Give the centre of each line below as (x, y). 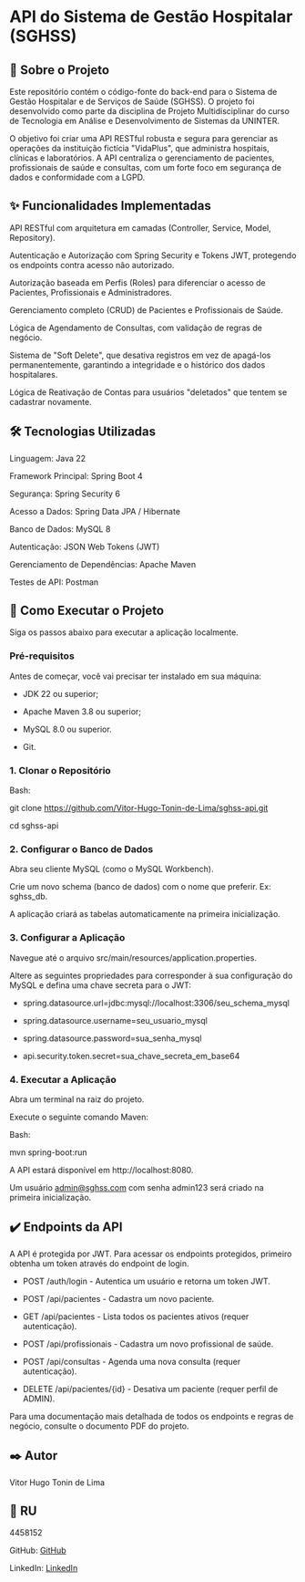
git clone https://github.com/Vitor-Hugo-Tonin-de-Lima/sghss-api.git (139, 808)
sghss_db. (29, 897)
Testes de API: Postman (54, 582)
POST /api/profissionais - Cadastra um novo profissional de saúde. (148, 1344)
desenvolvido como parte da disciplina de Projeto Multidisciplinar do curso (149, 111)
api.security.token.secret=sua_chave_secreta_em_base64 (131, 1056)
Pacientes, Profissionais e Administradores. (91, 292)
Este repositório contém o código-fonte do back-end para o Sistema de (143, 92)
